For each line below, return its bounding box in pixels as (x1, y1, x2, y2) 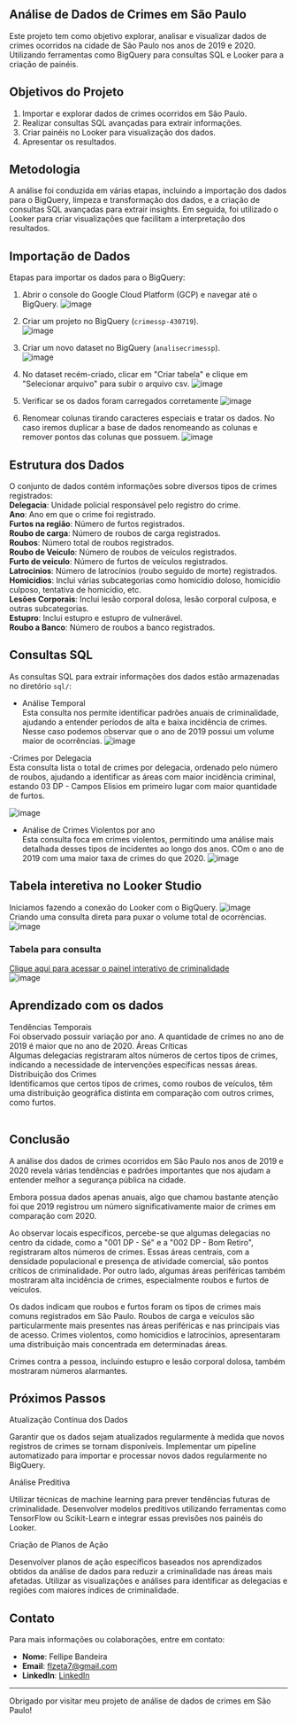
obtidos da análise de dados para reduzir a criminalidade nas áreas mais (9, 1566, 273, 1577)
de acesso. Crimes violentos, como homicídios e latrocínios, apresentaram (9, 1329, 281, 1340)
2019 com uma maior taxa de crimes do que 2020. (21, 852, 206, 863)
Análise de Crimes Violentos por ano (21, 824, 156, 835)
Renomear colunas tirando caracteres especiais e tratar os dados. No (21, 413, 276, 423)
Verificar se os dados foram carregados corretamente (21, 396, 219, 407)
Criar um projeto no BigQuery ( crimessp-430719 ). (21, 316, 199, 327)
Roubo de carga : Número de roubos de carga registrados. (9, 528, 221, 539)
